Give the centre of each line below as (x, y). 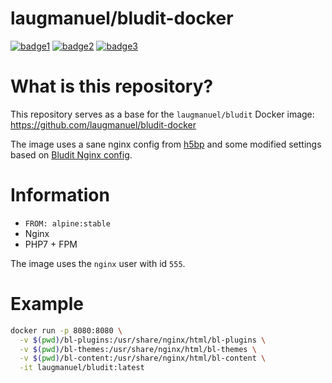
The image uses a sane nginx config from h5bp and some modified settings (166, 144)
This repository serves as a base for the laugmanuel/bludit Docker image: (162, 114)
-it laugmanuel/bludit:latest (82, 368)
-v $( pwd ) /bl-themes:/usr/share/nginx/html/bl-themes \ (138, 349)
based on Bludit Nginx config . (71, 154)
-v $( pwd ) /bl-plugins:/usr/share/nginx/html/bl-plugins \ (143, 340)
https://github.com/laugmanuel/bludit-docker (103, 124)
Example (47, 304)
